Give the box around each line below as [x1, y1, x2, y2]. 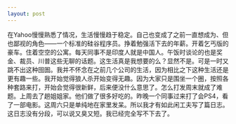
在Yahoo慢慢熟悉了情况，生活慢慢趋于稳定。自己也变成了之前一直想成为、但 [7, 30, 229, 39]
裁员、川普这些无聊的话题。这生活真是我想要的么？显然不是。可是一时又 [19, 57, 229, 65]
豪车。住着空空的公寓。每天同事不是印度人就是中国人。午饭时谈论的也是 [7, 48, 216, 56]
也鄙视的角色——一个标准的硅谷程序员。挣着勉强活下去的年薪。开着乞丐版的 [7, 39, 229, 48]
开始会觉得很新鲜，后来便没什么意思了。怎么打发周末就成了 [44, 83, 216, 91]
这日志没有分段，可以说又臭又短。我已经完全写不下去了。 [7, 109, 173, 118]
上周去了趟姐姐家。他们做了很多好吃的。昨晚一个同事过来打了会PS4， [19, 92, 223, 100]
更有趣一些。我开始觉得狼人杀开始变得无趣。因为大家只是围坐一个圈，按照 [7, 74, 223, 83]
